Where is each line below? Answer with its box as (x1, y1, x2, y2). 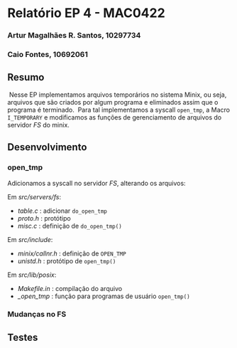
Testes (7, 331, 38, 343)
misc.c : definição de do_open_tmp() (17, 221, 122, 230)
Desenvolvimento (7, 141, 87, 154)
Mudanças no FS (7, 310, 67, 320)
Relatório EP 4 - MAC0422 (7, 5, 165, 21)
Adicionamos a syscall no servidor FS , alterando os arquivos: (7, 179, 186, 187)
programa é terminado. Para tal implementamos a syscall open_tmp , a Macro (7, 105, 231, 114)
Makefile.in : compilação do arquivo (17, 284, 123, 292)
